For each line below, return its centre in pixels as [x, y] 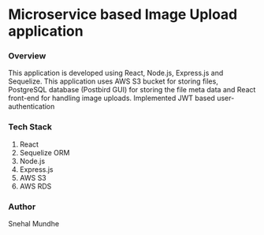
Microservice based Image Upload [123, 15]
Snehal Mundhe [34, 224]
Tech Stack [30, 127]
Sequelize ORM [45, 152]
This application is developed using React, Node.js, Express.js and [116, 73]
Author [22, 207]
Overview [27, 56]
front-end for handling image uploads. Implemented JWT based [112, 98]
